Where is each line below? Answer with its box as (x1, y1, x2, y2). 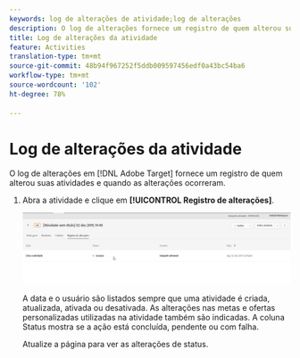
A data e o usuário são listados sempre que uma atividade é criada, (21, 293, 271, 304)
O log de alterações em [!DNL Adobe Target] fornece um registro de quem (9, 168, 283, 179)
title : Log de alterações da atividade (9, 33, 158, 42)
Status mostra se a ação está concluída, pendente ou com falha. (21, 321, 259, 332)
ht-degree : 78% (9, 89, 66, 98)
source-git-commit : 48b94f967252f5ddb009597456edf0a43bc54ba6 (9, 62, 246, 71)
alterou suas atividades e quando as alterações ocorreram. (9, 178, 226, 188)
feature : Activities (9, 43, 87, 52)
